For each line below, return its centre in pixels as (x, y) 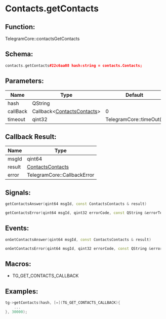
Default (134, 95)
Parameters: (24, 81)
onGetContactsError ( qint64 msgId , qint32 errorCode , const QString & (78, 248)
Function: (20, 27)
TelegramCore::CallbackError (61, 175)
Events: (17, 228)
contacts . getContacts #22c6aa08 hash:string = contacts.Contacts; (74, 65)
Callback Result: (31, 137)
